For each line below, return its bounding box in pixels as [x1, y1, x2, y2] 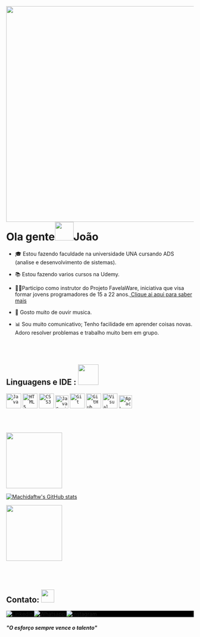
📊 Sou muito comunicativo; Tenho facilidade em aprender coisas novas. [14, 320, 192, 327]
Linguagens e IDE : [6, 377, 77, 388]
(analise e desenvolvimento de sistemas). [14, 258, 117, 266]
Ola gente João [6, 230, 99, 243]
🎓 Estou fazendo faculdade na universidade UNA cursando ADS [14, 250, 174, 257]
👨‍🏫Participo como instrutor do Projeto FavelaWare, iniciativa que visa [14, 284, 185, 291]
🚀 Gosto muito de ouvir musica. [14, 308, 92, 316]
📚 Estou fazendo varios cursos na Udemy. [14, 270, 120, 277]
